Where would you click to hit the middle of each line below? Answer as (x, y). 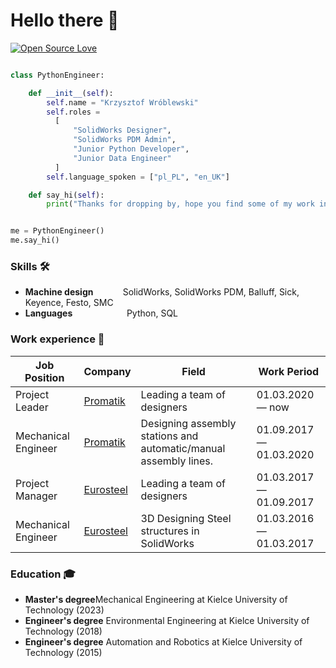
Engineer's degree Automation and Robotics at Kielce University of (163, 641)
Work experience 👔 (57, 339)
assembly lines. (177, 461)
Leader (32, 407)
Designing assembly (188, 423)
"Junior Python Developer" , (131, 149)
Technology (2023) (64, 610)
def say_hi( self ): (66, 195)
